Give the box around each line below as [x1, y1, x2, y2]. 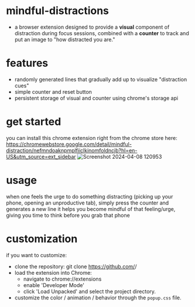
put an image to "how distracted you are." [14, 36, 115, 43]
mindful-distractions [6, 4, 110, 18]
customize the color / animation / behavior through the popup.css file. [14, 294, 182, 301]
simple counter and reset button [14, 88, 93, 95]
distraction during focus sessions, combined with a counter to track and [14, 29, 189, 36]
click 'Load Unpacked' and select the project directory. [23, 288, 156, 295]
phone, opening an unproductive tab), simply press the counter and [6, 199, 169, 206]
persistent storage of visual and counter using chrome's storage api [14, 94, 179, 101]
